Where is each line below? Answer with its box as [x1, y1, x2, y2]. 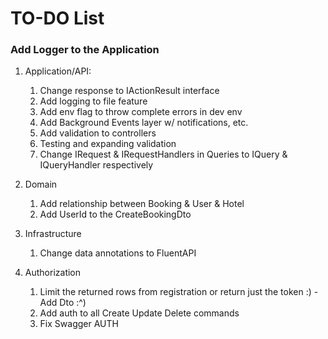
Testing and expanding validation [39, 138, 177, 150]
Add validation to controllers [39, 127, 157, 139]
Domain [24, 178, 58, 191]
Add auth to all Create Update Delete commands [39, 307, 240, 319]
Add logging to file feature [39, 95, 148, 107]
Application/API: [24, 65, 92, 77]
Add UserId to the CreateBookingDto [39, 208, 192, 221]
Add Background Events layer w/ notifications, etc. [39, 117, 249, 129]
